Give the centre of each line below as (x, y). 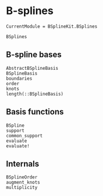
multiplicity (22, 188)
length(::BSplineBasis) (35, 94)
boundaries (19, 78)
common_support (24, 136)
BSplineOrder (22, 177)
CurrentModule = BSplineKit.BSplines (52, 26)
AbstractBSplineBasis (32, 68)
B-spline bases (34, 55)
